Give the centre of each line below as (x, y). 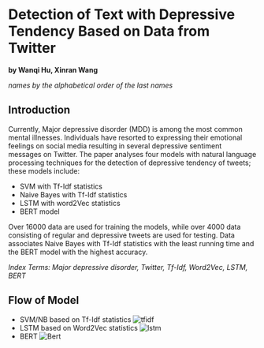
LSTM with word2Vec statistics (70, 203)
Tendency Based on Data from (109, 31)
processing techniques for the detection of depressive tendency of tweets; (130, 163)
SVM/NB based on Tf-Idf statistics (75, 319)
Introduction (39, 110)
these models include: (44, 170)
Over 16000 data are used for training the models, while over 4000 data (125, 226)
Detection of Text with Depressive (121, 15)
